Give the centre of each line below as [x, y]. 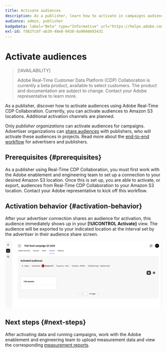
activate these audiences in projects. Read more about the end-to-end [77, 136]
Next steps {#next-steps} [45, 322]
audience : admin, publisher [34, 21]
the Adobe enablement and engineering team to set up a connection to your [83, 175]
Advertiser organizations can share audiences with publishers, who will [78, 131]
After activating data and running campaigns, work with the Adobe [73, 334]
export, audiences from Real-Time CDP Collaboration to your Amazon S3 [80, 185]
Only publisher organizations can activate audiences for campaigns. [75, 126]
